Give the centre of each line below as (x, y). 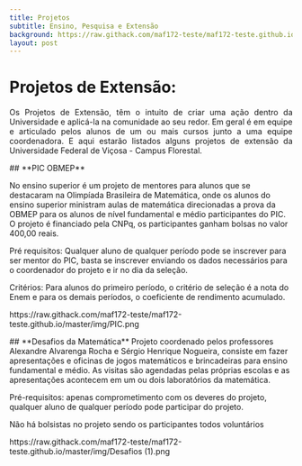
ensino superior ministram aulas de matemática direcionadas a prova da (142, 205)
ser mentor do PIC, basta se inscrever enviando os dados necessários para (148, 260)
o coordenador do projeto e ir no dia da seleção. (99, 270)
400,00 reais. (34, 233)
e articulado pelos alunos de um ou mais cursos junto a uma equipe (151, 132)
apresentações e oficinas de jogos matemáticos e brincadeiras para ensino (148, 361)
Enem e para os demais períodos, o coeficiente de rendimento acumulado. (147, 297)
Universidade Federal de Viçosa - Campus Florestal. (106, 151)
